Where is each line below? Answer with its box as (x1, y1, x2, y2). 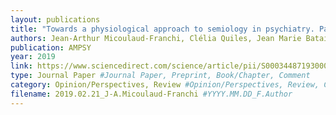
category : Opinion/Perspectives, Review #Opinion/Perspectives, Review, (10, 80, 320, 90)
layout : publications (10, 14, 101, 25)
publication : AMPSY (10, 42, 92, 53)
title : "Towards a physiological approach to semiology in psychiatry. (10, 24, 315, 34)
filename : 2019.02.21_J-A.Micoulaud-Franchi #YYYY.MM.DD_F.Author (10, 89, 293, 99)
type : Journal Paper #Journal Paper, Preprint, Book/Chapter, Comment (10, 71, 311, 81)
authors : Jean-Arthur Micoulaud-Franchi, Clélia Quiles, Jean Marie (10, 33, 302, 43)
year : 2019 (10, 52, 56, 62)
